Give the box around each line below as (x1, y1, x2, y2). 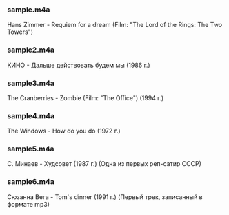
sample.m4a (7, 5, 50, 15)
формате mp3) (7, 200, 50, 208)
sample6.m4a (7, 177, 55, 187)
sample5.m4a (7, 144, 54, 153)
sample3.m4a (7, 78, 55, 88)
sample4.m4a (7, 111, 55, 120)
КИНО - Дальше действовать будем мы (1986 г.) (7, 61, 150, 69)
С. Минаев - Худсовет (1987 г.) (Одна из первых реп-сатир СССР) (7, 160, 201, 168)
